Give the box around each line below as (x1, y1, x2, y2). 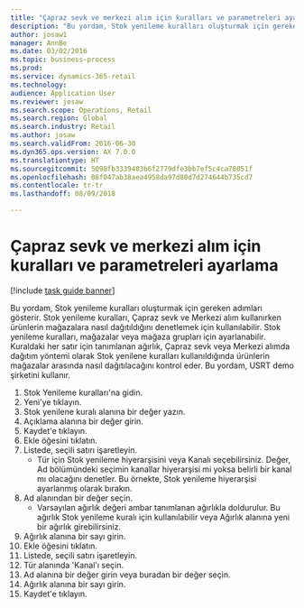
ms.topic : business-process (10, 55, 116, 64)
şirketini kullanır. (10, 369, 71, 380)
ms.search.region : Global (10, 114, 107, 123)
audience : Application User (10, 88, 116, 97)
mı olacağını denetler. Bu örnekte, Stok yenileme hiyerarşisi (36, 473, 257, 484)
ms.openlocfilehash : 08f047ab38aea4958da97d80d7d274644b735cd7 (10, 172, 253, 181)
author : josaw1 (10, 30, 68, 39)
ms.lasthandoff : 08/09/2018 (10, 189, 116, 198)
